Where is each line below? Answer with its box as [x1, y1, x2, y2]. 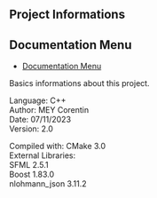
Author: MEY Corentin [9, 105, 90, 115]
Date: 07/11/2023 [9, 115, 72, 125]
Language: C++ [9, 95, 67, 106]
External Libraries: [9, 150, 76, 161]
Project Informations [9, 7, 126, 22]
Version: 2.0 [9, 123, 53, 134]
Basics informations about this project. [9, 78, 150, 89]
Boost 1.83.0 [9, 169, 55, 180]
